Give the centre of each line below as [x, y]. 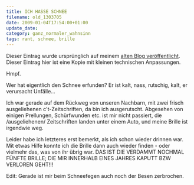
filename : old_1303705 [34, 17]
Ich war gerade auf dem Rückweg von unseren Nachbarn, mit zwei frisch [95, 103]
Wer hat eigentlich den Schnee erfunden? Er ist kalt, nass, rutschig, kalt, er [97, 85]
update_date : [22, 28]
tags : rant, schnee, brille [41, 39]
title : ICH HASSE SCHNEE [37, 12]
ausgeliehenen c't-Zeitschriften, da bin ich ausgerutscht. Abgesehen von [95, 109]
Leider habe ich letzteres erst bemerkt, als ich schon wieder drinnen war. [95, 139]
